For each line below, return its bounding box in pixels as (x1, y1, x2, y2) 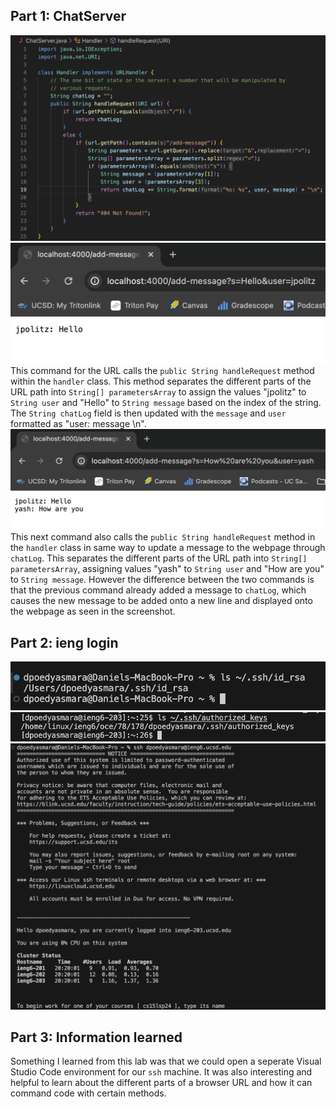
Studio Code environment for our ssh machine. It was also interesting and (10, 1066, 313, 1078)
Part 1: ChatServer (10, 8, 127, 25)
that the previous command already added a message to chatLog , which (10, 584, 307, 596)
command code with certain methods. (10, 1087, 167, 1099)
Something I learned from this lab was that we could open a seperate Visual (10, 1055, 322, 1068)
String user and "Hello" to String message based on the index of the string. (10, 396, 322, 408)
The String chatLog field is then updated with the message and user (10, 407, 287, 419)
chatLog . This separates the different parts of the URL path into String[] (10, 552, 308, 564)
